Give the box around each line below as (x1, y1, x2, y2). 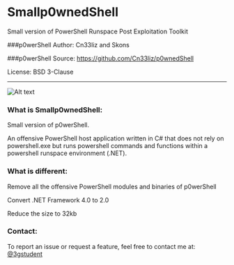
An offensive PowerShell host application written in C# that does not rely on (7, 134, 224, 143)
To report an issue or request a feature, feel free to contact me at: (7, 242, 196, 250)
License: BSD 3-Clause (7, 67, 74, 76)
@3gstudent (7, 250, 43, 258)
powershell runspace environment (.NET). (7, 149, 127, 157)
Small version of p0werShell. (7, 121, 90, 129)
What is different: (7, 166, 68, 176)
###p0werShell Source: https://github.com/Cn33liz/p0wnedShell (7, 54, 194, 63)
